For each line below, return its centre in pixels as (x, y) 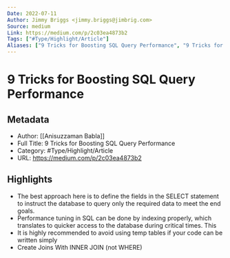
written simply (37, 240)
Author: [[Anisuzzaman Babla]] (61, 136)
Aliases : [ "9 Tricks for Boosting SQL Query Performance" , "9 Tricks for (115, 45)
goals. (26, 211)
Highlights (30, 180)
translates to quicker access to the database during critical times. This (117, 225)
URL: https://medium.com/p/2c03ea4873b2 (80, 158)
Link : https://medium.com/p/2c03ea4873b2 (67, 33)
